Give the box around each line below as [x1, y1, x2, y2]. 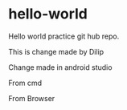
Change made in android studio [8, 62, 113, 72]
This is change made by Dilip [8, 47, 104, 56]
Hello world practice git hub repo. [8, 31, 120, 41]
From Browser [8, 93, 55, 103]
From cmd [8, 78, 43, 88]
